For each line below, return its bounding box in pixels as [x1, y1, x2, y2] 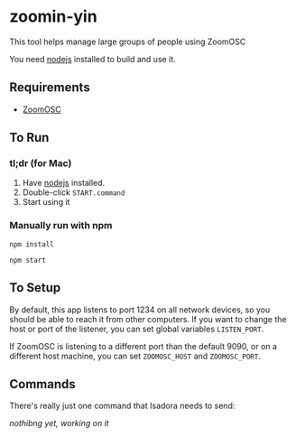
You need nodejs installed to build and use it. [9, 53, 176, 64]
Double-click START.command [22, 187, 125, 198]
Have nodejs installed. [22, 178, 106, 189]
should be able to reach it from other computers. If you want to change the [9, 313, 287, 324]
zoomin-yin [9, 6, 97, 27]
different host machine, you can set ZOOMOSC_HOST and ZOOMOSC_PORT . [9, 350, 262, 361]
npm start [9, 256, 47, 265]
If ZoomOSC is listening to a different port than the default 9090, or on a [9, 340, 278, 351]
